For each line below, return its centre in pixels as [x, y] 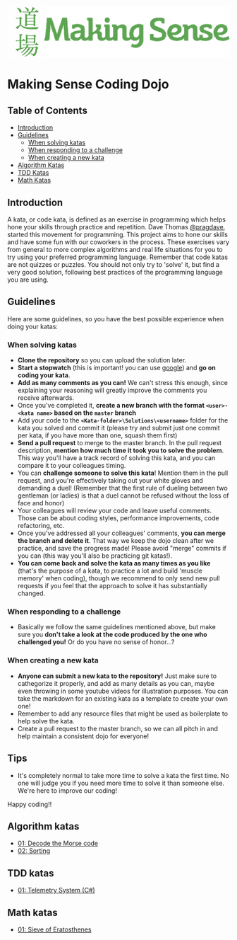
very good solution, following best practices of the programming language [115, 273]
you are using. [28, 280]
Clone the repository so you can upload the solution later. [102, 360]
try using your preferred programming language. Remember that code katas [117, 257]
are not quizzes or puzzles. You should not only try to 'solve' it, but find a [114, 265]
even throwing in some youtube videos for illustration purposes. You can [123, 691]
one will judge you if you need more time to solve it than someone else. [121, 783]
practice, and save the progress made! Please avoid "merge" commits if [122, 549]
